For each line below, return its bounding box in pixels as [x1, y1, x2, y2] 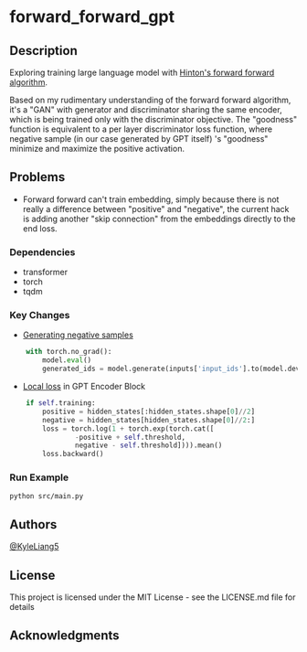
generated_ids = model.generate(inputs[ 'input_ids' [42, 364, 244, 374]
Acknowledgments [9, 628, 121, 644]
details [9, 602, 35, 613]
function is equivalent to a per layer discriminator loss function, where [9, 123, 272, 134]
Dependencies [9, 245, 76, 258]
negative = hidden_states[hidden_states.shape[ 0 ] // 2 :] [42, 415, 256, 424]
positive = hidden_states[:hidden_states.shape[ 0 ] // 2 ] [42, 407, 256, 416]
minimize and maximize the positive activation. [9, 144, 185, 154]
